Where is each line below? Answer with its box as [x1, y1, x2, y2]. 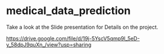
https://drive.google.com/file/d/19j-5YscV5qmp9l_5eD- [6, 35, 140, 42]
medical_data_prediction [6, 4, 131, 18]
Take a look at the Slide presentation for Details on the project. [6, 23, 159, 31]
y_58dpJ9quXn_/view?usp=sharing [6, 41, 92, 48]
